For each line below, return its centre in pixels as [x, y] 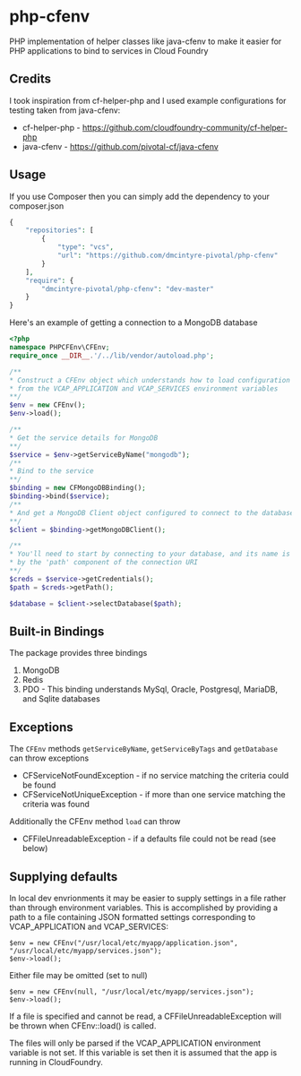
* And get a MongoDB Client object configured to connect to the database [152, 512]
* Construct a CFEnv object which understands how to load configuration [150, 380]
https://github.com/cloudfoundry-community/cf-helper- [185, 127]
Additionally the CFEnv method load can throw [95, 822]
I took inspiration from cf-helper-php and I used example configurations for [148, 100]
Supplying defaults [64, 877]
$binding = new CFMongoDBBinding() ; [77, 488]
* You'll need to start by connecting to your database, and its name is [150, 554]
